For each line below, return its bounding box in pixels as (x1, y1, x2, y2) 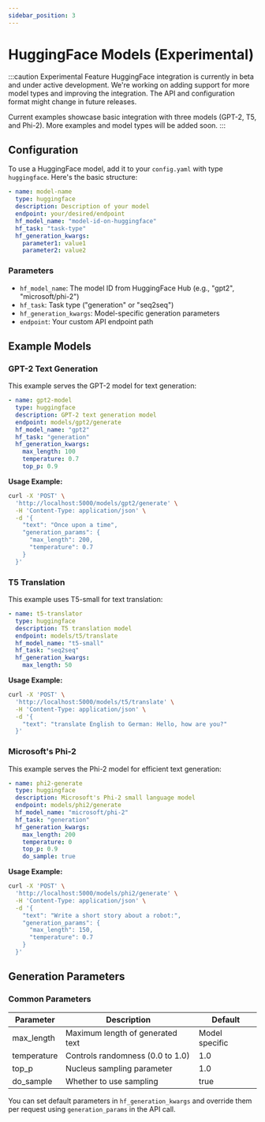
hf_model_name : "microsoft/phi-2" (15, 809, 129, 817)
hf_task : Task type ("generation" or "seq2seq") (19, 300, 174, 309)
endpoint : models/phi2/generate (15, 802, 122, 810)
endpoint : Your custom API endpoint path (19, 316, 154, 326)
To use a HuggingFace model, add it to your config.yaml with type (8, 164, 223, 174)
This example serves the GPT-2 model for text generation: (8, 381, 197, 391)
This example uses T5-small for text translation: (8, 595, 163, 604)
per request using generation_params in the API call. (8, 1104, 176, 1113)
